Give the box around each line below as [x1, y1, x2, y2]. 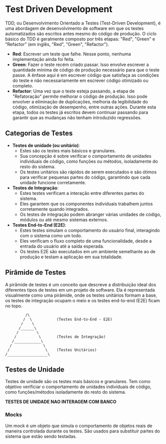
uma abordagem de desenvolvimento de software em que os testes [5, 25, 144, 31]
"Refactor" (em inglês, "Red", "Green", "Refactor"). [5, 41, 109, 47]
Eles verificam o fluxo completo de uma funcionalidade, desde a [19, 238, 152, 244]
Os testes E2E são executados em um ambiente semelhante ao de [19, 248, 156, 254]
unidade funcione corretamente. [19, 179, 86, 185]
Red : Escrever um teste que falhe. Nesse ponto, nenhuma [12, 51, 131, 57]
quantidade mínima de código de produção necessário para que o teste [12, 66, 160, 73]
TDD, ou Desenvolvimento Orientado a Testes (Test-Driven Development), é [5, 20, 161, 26]
